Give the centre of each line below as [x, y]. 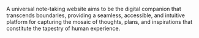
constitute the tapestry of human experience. [63, 28]
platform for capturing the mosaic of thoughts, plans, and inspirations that [99, 22]
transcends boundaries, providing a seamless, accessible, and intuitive [96, 15]
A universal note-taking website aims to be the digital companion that [94, 9]
